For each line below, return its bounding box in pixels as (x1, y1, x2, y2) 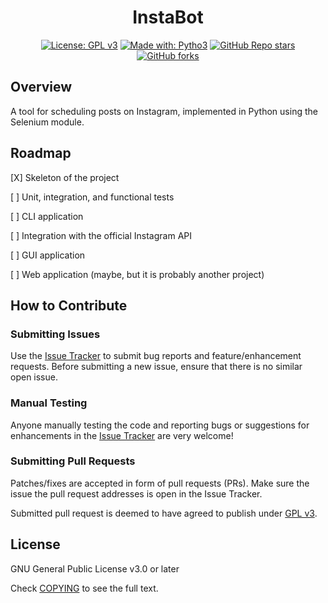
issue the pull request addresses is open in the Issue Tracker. (10, 487, 263, 500)
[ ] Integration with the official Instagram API (10, 229, 193, 241)
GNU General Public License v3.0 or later (10, 562, 180, 575)
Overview (10, 79, 73, 96)
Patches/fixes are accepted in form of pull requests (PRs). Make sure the (10, 477, 310, 489)
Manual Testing (10, 396, 88, 410)
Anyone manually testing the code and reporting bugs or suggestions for (10, 419, 310, 431)
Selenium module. (10, 116, 85, 128)
